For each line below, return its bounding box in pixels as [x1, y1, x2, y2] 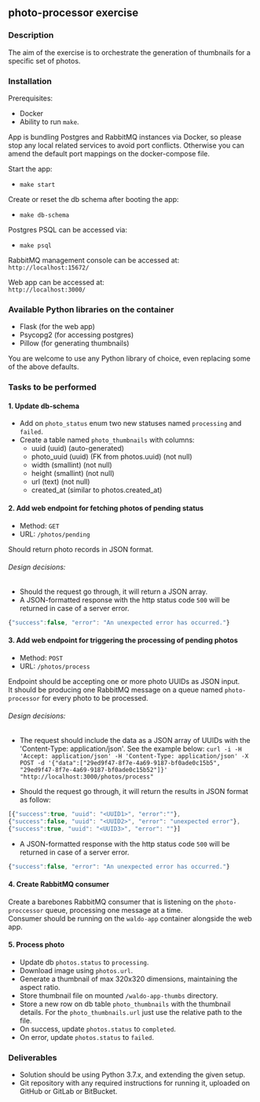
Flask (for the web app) [19, 322, 96, 331]
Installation [8, 75, 53, 86]
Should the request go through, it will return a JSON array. [19, 587, 208, 596]
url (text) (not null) [31, 477, 90, 486]
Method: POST [19, 653, 64, 662]
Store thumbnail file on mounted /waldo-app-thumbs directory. [19, 991, 218, 1000]
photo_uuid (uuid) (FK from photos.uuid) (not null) [31, 452, 192, 462]
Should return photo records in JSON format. [8, 544, 154, 554]
